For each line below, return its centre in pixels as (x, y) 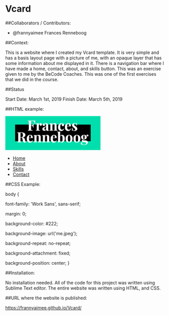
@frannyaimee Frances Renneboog (49, 33)
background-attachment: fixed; (38, 253)
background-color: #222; (32, 224)
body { (12, 194)
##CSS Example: (23, 184)
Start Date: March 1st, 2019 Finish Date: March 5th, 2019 (64, 99)
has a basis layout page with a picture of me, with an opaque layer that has (83, 58)
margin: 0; (16, 213)
